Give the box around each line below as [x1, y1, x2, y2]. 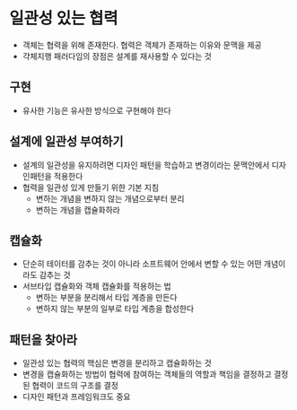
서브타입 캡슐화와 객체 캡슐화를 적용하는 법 [22, 281, 172, 292]
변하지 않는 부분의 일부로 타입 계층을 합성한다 [35, 303, 195, 314]
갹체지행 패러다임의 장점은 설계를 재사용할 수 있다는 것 [22, 50, 213, 61]
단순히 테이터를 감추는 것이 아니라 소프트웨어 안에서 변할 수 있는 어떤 [22, 258, 262, 269]
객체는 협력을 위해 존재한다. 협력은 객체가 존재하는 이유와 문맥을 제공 [22, 39, 262, 50]
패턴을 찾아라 [9, 332, 78, 347]
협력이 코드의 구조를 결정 [31, 380, 119, 391]
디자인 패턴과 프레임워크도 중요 [22, 391, 131, 402]
